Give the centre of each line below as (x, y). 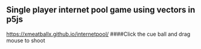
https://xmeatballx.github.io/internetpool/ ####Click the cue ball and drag (98, 34)
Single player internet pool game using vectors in (101, 10)
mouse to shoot (26, 40)
